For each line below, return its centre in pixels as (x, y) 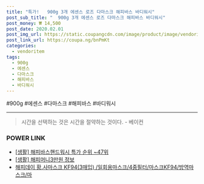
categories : (21, 46)
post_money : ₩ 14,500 (34, 23)
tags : (13, 57)
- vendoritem (28, 52)
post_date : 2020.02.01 (35, 29)
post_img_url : (24, 35)
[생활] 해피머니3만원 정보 (45, 160)
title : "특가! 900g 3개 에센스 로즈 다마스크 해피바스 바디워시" (80, 12)
